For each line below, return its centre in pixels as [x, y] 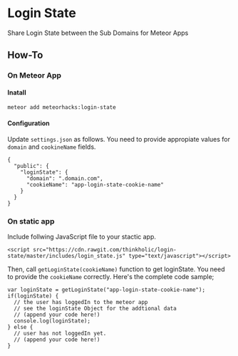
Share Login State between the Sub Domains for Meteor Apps [98, 33]
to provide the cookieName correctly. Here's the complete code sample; [111, 276]
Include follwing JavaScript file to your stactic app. [82, 236]
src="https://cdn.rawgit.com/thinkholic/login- [105, 250]
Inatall [17, 92]
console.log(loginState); [52, 321]
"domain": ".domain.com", [64, 178]
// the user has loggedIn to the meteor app [81, 302]
